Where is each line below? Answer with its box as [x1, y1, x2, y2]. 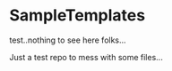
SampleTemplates [9, 5, 146, 26]
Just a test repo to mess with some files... [9, 51, 163, 62]
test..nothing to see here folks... [9, 35, 127, 45]
